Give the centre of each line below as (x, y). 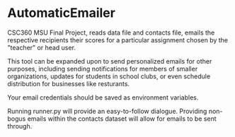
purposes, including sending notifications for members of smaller (103, 68)
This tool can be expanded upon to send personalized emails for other (110, 61)
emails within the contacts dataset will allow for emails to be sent (122, 119)
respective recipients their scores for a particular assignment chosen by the (118, 40)
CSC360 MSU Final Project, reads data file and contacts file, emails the (111, 32)
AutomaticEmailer (61, 13)
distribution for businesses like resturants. (68, 83)
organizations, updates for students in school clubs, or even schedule (109, 76)
